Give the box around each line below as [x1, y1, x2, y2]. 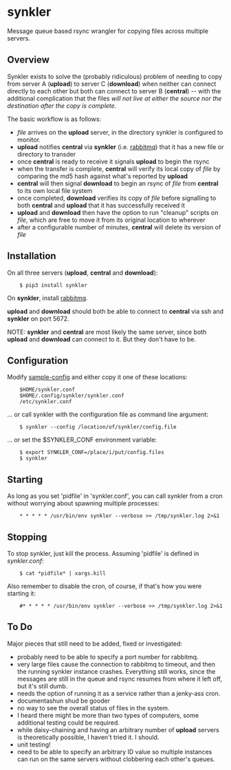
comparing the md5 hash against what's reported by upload [16, 172, 188, 180]
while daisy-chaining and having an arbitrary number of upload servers [16, 725, 220, 734]
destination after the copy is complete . [7, 101, 117, 110]
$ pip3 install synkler [19, 282, 88, 288]
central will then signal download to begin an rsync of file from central [16, 179, 219, 188]
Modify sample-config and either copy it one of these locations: [7, 373, 188, 381]
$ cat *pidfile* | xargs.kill [19, 570, 107, 577]
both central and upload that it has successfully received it [16, 201, 186, 210]
